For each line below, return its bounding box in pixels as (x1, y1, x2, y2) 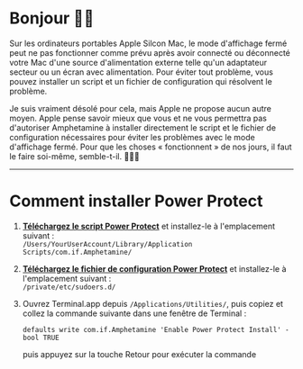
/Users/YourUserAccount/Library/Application (22, 239, 193, 248)
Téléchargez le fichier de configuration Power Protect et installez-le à (22, 263, 287, 274)
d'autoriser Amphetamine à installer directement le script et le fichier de (9, 121, 277, 133)
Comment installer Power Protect (9, 191, 263, 211)
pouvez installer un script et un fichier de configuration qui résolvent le (9, 76, 272, 86)
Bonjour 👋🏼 (9, 8, 95, 29)
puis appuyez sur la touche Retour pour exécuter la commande (22, 348, 257, 359)
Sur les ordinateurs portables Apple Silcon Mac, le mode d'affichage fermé (9, 38, 288, 49)
